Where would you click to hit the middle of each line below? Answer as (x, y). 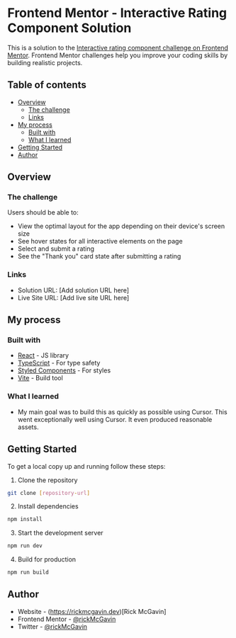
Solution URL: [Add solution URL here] (73, 290)
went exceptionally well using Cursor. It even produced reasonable (115, 419)
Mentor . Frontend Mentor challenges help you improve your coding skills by (118, 55)
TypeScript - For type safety (59, 363)
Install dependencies (48, 506)
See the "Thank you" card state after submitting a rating (99, 256)
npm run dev (25, 546)
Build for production (47, 559)
